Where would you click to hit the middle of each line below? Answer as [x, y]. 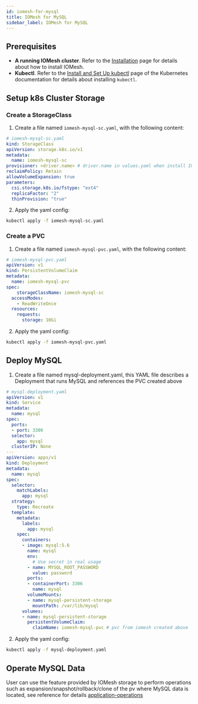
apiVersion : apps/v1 [32, 458]
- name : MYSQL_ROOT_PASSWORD [63, 567]
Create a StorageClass [39, 114]
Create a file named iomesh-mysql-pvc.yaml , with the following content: [100, 249]
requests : [29, 315]
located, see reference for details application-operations [75, 695]
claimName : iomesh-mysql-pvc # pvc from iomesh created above [110, 628]
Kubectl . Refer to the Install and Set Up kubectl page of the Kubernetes [101, 73]
